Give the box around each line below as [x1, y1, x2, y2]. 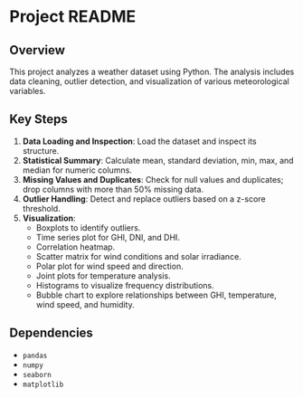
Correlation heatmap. [35, 242, 116, 252]
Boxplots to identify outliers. [35, 222, 141, 232]
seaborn [22, 370, 52, 379]
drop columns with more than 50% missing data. [22, 184, 204, 194]
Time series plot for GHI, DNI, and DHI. [35, 232, 181, 242]
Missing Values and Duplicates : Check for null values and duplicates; [22, 174, 284, 185]
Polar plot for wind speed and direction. [35, 261, 184, 271]
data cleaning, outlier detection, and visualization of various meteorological [9, 76, 289, 87]
